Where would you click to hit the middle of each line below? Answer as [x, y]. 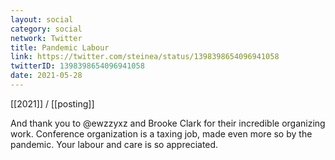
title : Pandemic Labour [60, 47]
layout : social [42, 19]
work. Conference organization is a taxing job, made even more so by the [161, 133]
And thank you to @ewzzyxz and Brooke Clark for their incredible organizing [168, 123]
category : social [46, 29]
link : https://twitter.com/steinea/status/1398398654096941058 [145, 57]
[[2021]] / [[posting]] [52, 103]
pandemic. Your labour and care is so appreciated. [114, 144]
